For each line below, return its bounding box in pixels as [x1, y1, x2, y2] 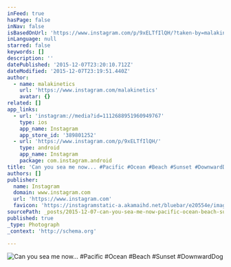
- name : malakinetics [13, 81, 76, 87]
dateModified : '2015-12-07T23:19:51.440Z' [7, 67, 131, 74]
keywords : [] [7, 49, 45, 56]
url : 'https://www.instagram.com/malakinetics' [19, 87, 158, 94]
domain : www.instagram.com [13, 189, 91, 196]
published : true [7, 215, 54, 222]
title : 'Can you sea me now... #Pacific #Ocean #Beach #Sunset [7, 163, 192, 171]
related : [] [7, 100, 41, 107]
